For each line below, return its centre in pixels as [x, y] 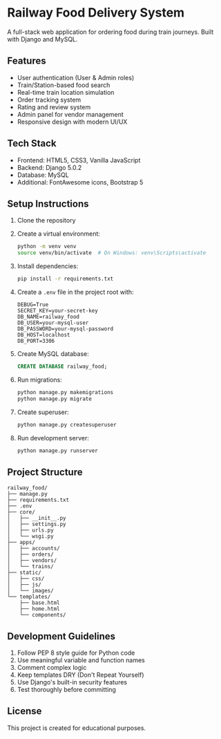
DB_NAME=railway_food [48, 317]
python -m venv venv [47, 247]
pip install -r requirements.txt [65, 279]
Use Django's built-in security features [72, 682]
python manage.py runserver [57, 451]
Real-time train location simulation [66, 92]
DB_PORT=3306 [36, 341]
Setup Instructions [48, 204]
